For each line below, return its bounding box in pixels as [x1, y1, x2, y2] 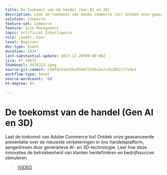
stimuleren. [5, 155, 28, 161]
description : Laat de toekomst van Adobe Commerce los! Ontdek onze [5, 12, 150, 17]
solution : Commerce [5, 16, 46, 21]
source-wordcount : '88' [5, 76, 55, 81]
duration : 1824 [5, 49, 37, 54]
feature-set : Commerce [5, 21, 52, 26]
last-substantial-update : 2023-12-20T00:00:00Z [5, 53, 106, 58]
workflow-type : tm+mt [5, 72, 50, 77]
